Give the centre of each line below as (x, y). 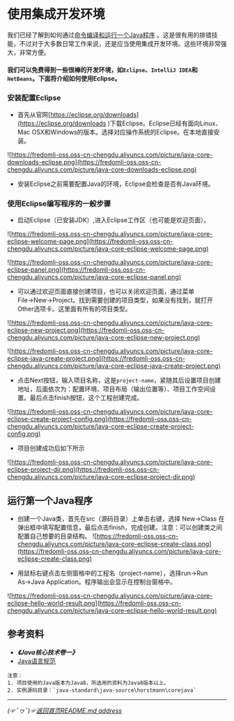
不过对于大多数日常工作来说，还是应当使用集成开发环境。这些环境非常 (120, 43)
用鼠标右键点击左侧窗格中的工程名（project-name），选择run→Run (112, 573)
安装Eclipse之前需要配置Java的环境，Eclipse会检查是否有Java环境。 (116, 184)
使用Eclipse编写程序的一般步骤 (59, 203)
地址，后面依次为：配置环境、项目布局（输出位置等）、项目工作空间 (114, 389)
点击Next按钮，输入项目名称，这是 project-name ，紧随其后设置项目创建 (119, 380)
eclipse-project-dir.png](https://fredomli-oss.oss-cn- (84, 470)
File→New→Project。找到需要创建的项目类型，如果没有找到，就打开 (115, 300)
